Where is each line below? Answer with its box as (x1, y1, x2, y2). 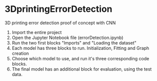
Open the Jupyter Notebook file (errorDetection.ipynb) (11, 35, 124, 40)
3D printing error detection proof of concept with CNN (4, 20, 116, 26)
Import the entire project (11, 29, 62, 35)
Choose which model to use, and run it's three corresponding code (11, 55, 150, 61)
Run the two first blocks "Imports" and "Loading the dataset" (11, 40, 137, 45)
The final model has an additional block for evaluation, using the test (11, 66, 152, 72)
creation (11, 50, 29, 56)
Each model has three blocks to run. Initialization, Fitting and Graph (11, 45, 150, 51)
